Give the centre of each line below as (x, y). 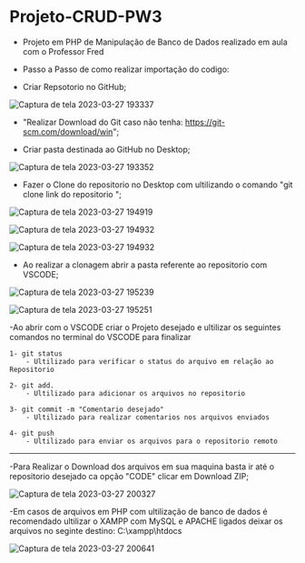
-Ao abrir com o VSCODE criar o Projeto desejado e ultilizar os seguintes (145, 327)
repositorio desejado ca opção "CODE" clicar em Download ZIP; (129, 476)
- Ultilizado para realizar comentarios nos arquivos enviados (148, 417)
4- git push (32, 433)
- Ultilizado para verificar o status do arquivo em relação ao (150, 361)
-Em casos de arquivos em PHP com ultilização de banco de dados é (138, 511)
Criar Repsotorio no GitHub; (74, 86)
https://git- (205, 122)
